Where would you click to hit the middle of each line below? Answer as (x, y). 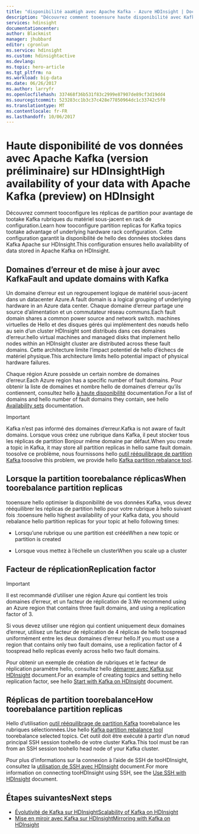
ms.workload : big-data (34, 78)
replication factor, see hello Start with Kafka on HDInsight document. (90, 681)
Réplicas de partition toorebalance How (80, 700)
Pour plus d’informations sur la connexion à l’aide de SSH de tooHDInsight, (97, 760)
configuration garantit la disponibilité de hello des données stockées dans (96, 238)
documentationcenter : (33, 28)
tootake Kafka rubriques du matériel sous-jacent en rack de (79, 219)
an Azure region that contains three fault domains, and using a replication (96, 608)
